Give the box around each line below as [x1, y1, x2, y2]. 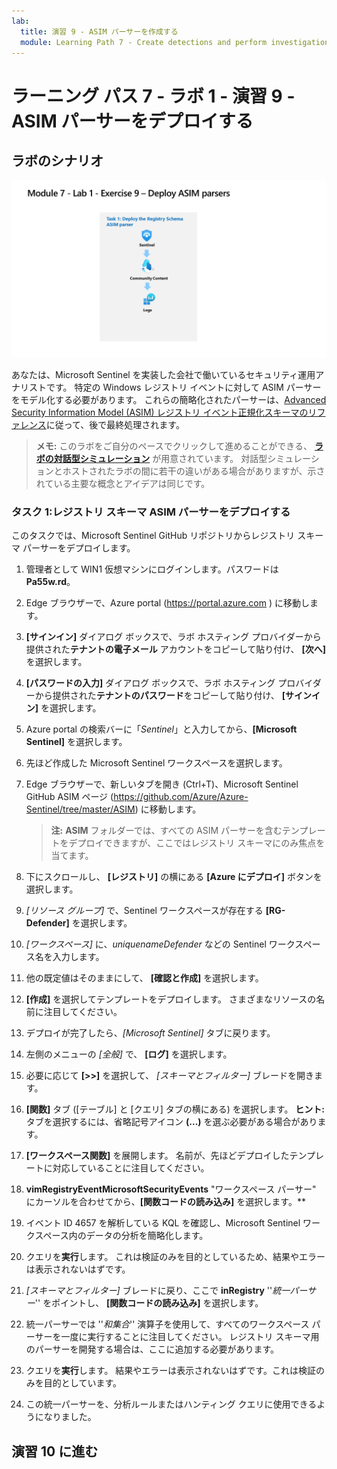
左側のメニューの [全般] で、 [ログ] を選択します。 [25, 1048, 233, 1060]
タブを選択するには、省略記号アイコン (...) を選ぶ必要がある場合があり [25, 1116, 318, 1128]
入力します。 [52, 951, 105, 963]
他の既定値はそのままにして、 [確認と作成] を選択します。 [25, 972, 264, 984]
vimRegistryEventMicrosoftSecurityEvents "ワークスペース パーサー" [25, 1183, 317, 1195]
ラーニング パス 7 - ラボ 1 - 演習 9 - [11, 85, 296, 107]
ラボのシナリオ [11, 152, 104, 169]
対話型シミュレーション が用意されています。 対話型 [53, 452, 268, 464]
